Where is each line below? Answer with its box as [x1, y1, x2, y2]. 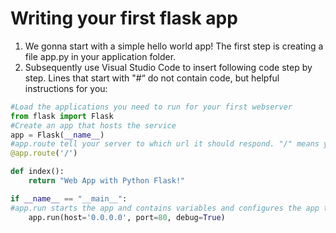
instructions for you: [24, 82, 108, 94]
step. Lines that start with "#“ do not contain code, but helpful [24, 72, 280, 84]
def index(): [10, 167, 65, 177]
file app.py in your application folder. [24, 50, 177, 62]
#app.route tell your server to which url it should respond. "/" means [10, 139, 320, 149]
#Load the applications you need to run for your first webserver [10, 102, 293, 112]
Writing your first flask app [10, 7, 238, 30]
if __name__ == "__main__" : [10, 193, 128, 204]
